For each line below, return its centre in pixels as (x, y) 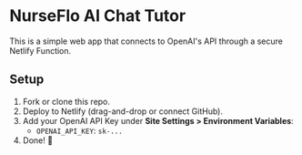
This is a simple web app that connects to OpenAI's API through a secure (146, 41)
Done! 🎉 (37, 140)
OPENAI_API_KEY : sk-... (79, 130)
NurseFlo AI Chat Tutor (98, 16)
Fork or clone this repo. (66, 101)
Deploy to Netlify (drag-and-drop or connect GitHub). (122, 111)
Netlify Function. (40, 50)
